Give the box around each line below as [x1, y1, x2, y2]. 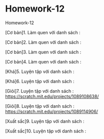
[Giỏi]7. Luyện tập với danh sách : [5, 88, 74, 94]
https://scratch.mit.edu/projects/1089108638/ [5, 93, 99, 99]
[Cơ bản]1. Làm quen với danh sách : [5, 29, 81, 35]
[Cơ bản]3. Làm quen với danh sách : [5, 49, 81, 55]
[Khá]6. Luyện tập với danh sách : [5, 78, 74, 84]
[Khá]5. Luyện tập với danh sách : [5, 68, 74, 75]
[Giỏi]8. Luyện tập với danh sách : [5, 103, 75, 109]
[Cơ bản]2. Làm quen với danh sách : [5, 39, 81, 45]
